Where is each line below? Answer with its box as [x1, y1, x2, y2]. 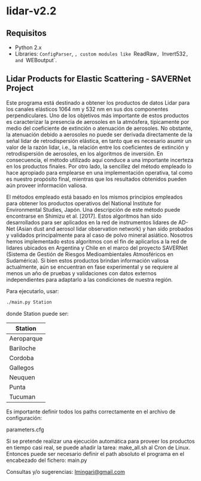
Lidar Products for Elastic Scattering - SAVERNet [6, 74, 191, 84]
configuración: [6, 414, 42, 421]
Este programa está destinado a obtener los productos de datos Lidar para [6, 99, 190, 106]
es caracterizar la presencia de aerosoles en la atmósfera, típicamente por [6, 118, 190, 125]
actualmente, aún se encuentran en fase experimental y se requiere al [6, 263, 178, 270]
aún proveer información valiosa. [6, 181, 87, 189]
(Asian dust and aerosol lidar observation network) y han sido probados [16, 225, 193, 232]
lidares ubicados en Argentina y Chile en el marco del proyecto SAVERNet [6, 244, 188, 251]
